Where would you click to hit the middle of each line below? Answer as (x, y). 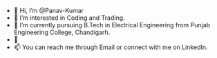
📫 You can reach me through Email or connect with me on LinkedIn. (111, 47)
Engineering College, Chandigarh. (62, 32)
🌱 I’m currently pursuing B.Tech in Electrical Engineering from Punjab (112, 25)
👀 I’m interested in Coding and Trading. (69, 18)
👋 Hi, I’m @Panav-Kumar (49, 11)
